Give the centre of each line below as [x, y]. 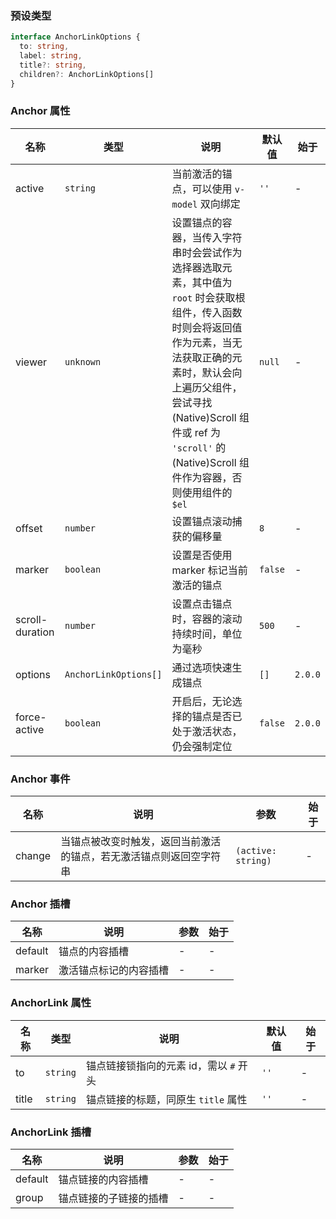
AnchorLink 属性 [51, 1003]
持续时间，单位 [207, 634]
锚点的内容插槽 [94, 952]
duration [35, 632]
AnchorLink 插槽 [51, 1132]
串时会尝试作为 [207, 252]
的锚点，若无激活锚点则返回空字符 [141, 857]
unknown [83, 361]
